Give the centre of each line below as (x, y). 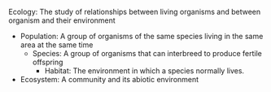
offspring (48, 62)
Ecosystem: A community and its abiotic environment (109, 79)
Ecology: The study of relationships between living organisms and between (135, 12)
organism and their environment (62, 20)
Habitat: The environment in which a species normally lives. (144, 71)
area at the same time (57, 45)
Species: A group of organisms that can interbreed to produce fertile (147, 53)
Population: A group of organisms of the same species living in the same (142, 36)
